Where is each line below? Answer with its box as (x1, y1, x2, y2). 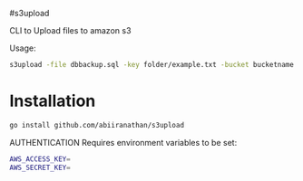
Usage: (9, 43, 36, 53)
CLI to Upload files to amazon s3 (9, 25, 132, 35)
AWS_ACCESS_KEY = (9, 154, 71, 164)
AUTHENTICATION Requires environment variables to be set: (9, 137, 238, 148)
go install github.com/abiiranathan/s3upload (9, 120, 184, 129)
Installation (9, 90, 96, 111)
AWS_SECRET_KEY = (9, 163, 71, 172)
